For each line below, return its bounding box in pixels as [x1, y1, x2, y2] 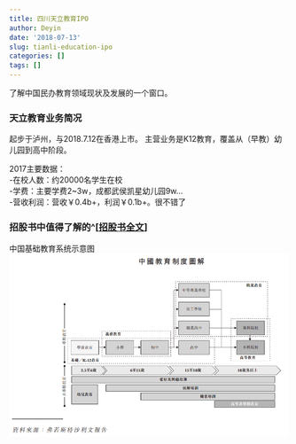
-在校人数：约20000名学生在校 [9, 175, 123, 185]
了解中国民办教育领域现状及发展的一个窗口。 [9, 88, 173, 97]
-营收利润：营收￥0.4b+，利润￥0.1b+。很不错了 [9, 197, 186, 207]
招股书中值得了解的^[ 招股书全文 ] [9, 222, 148, 234]
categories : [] [9, 51, 66, 61]
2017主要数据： [9, 164, 66, 175]
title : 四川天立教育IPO [9, 14, 89, 23]
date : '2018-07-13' [9, 33, 82, 42]
